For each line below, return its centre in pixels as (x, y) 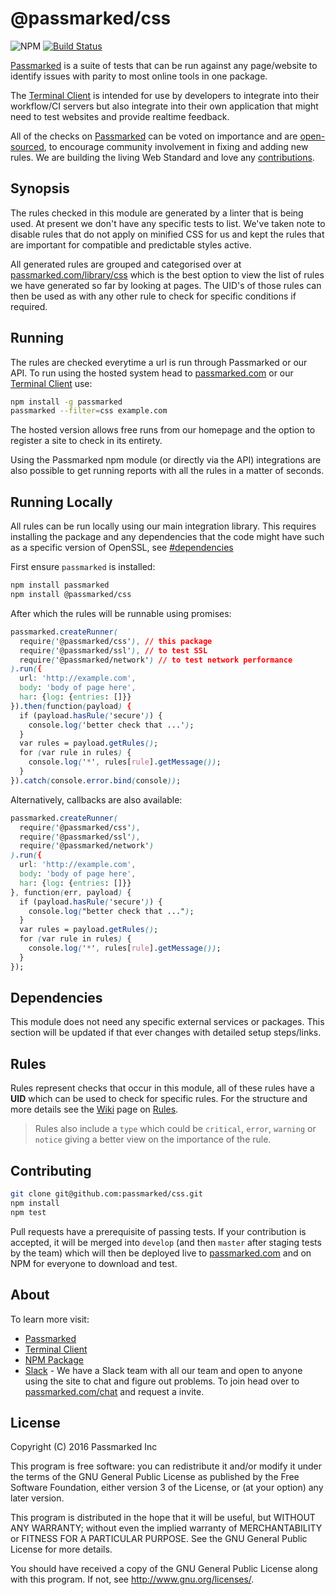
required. (29, 306)
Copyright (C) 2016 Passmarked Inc (84, 1447)
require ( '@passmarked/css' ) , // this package (116, 641)
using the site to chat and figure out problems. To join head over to (162, 1381)
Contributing (51, 1170)
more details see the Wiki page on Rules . (94, 1109)
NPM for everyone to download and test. (94, 1263)
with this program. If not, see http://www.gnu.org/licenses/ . (132, 1579)
